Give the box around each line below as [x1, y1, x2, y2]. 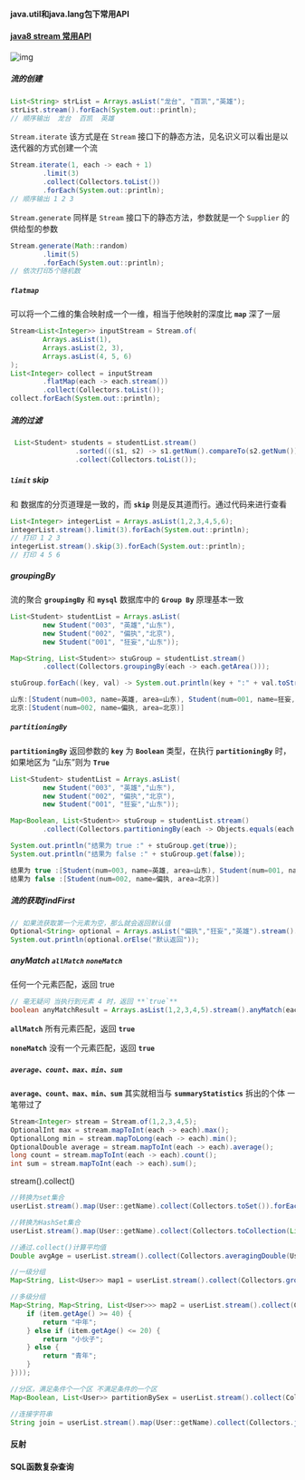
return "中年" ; [43, 1318, 98, 1327]
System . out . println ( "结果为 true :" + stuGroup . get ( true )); [10, 842, 238, 851]
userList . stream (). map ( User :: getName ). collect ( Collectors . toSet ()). [10, 1202, 274, 1211]
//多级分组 [10, 1292, 46, 1301]
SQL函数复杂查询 [10, 1461, 74, 1472]
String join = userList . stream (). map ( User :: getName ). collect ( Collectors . [10, 1417, 295, 1427]
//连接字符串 [10, 1409, 52, 1418]
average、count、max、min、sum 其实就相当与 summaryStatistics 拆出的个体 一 [10, 1087, 296, 1098]
